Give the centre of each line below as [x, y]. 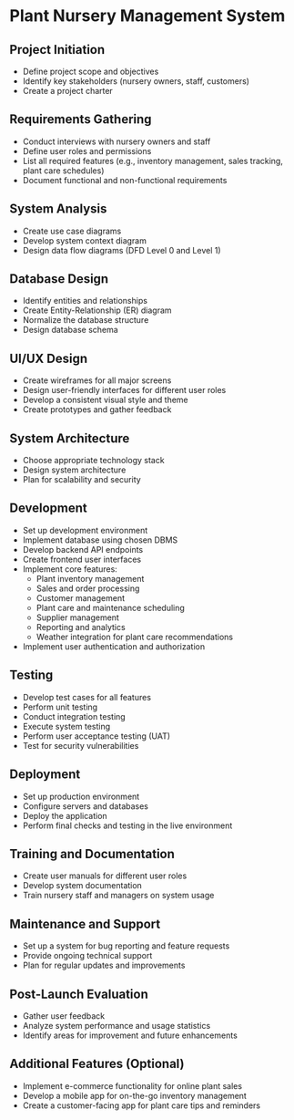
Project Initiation [57, 50]
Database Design [59, 279]
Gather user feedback [64, 1016]
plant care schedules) [63, 171]
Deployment [45, 775]
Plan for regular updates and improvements [104, 965]
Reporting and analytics [81, 627]
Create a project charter [68, 91]
